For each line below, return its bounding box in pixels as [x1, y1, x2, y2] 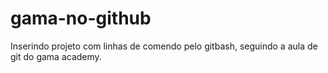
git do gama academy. [10, 50, 102, 62]
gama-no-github [10, 7, 152, 30]
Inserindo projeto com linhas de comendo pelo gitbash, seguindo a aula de [10, 40, 318, 52]
